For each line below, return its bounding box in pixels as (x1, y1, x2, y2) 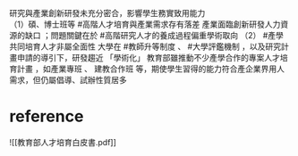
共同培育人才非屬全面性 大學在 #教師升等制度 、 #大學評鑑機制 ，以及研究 (9, 41, 282, 52)
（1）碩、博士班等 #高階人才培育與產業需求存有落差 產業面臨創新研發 (9, 19, 266, 29)
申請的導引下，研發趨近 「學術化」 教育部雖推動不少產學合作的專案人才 (16, 53, 280, 62)
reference (9, 106, 84, 127)
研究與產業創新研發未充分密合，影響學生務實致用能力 (9, 8, 206, 18)
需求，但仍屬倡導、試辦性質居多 (9, 75, 127, 85)
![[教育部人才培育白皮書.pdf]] (9, 136, 116, 147)
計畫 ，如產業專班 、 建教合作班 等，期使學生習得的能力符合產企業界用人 (16, 63, 285, 74)
